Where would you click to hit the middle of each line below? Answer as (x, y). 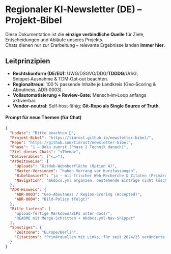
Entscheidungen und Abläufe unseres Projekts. (54, 40)
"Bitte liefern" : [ (31, 209)
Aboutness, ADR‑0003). (38, 90)
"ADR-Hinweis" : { (28, 190)
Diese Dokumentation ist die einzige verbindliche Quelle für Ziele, (75, 34)
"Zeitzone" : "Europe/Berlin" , (47, 233)
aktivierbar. (24, 100)
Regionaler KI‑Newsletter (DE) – (74, 9)
